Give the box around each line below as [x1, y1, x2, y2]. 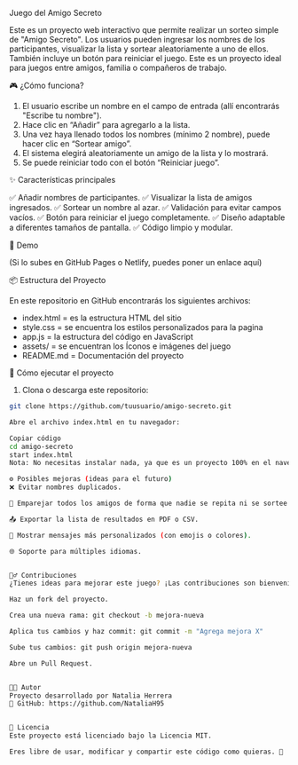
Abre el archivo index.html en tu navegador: [9, 417, 180, 427]
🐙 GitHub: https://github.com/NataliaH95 [9, 699, 165, 708]
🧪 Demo [9, 240, 39, 250]
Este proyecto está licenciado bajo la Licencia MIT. [9, 731, 213, 740]
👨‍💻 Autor [9, 682, 42, 691]
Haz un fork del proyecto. [9, 595, 109, 604]
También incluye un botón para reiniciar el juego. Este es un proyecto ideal [9, 53, 282, 63]
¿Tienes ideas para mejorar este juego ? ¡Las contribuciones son [9, 579, 255, 588]
